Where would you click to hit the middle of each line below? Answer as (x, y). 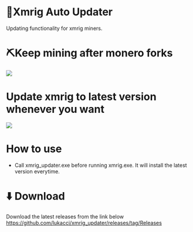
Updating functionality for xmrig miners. (54, 28)
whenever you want (55, 110)
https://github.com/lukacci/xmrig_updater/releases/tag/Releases (84, 223)
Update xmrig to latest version (81, 97)
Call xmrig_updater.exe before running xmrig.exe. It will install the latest (101, 165)
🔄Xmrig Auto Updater (60, 12)
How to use (34, 149)
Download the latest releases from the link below (65, 216)
